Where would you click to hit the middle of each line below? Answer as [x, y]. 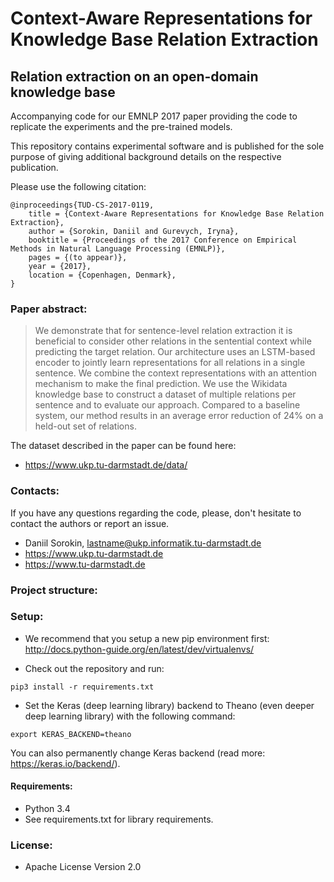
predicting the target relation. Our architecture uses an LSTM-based [175, 352]
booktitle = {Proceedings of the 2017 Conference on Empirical [163, 240]
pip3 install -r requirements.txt [82, 687]
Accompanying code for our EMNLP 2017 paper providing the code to [154, 116]
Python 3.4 [47, 809]
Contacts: [35, 491]
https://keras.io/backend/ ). [65, 763]
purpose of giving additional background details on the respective [146, 156]
